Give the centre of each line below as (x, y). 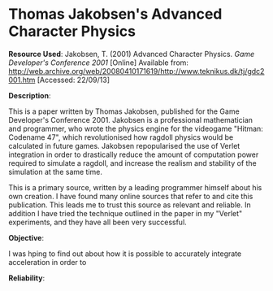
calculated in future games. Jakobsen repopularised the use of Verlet (124, 145)
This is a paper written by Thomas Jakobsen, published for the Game (124, 111)
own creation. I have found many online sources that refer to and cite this (131, 196)
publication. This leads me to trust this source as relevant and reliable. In (130, 205)
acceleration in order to (48, 262)
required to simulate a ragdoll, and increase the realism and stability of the (133, 163)
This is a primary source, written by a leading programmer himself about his (135, 187)
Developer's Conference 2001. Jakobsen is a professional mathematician (131, 119)
